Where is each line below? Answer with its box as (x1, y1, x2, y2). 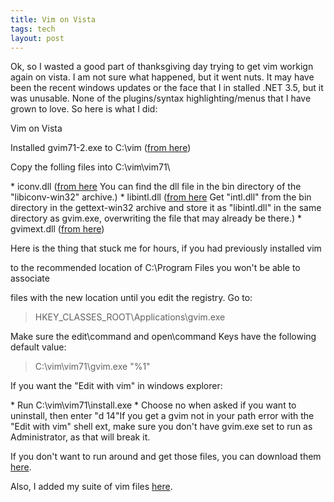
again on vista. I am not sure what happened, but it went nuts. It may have (10, 71, 315, 83)
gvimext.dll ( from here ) (10, 223, 105, 235)
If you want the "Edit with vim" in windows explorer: (10, 380, 223, 392)
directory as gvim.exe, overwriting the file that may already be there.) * (10, 212, 303, 225)
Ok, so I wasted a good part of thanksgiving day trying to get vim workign (10, 61, 314, 73)
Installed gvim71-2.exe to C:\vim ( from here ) (10, 142, 192, 154)
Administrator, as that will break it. (10, 431, 151, 443)
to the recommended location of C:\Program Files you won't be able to (10, 262, 301, 274)
